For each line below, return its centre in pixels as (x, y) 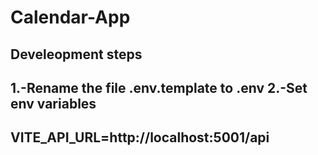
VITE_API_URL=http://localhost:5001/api (140, 137)
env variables (53, 103)
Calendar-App (70, 17)
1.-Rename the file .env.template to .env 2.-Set (159, 87)
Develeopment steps (76, 54)
